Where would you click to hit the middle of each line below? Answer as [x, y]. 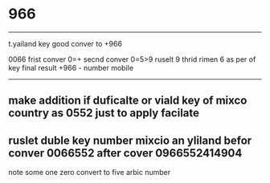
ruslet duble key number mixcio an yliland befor [130, 140]
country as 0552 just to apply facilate [104, 113]
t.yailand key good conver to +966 [65, 43]
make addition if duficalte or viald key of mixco [128, 101]
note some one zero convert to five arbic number [90, 173]
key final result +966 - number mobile [71, 67]
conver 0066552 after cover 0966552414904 [125, 153]
